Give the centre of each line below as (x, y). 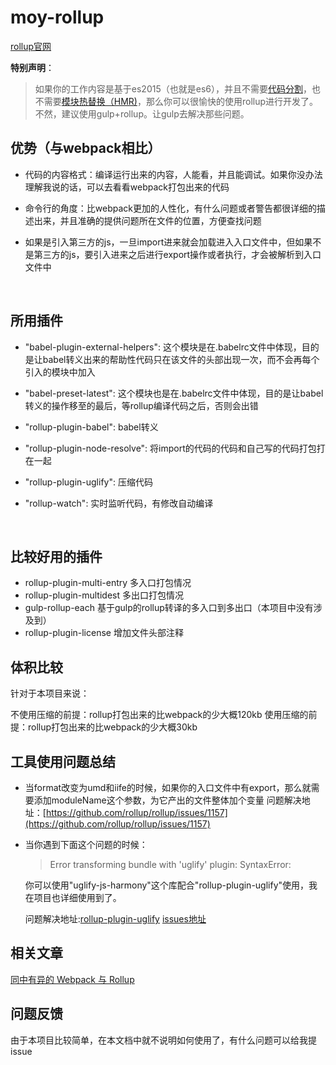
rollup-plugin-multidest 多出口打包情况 (104, 595)
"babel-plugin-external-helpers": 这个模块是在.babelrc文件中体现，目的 (172, 347)
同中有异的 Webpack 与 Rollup (72, 979)
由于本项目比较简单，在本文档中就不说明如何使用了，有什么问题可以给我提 (163, 1040)
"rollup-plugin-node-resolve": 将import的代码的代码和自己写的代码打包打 (175, 448)
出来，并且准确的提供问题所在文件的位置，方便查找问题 (147, 220)
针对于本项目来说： (50, 693)
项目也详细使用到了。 (77, 897)
